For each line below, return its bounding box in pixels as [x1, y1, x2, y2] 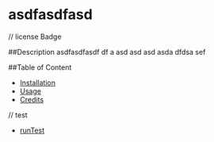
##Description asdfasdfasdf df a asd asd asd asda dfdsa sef [8, 47, 206, 56]
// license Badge [8, 32, 62, 41]
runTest [19, 125, 45, 135]
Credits [19, 94, 44, 104]
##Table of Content [8, 62, 72, 72]
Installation [19, 78, 56, 87]
